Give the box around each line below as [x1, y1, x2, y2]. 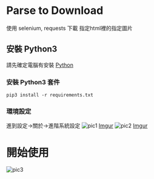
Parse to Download [6, 4, 104, 18]
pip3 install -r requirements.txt [6, 92, 94, 98]
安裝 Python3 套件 [6, 78, 60, 86]
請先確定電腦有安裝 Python [6, 61, 74, 69]
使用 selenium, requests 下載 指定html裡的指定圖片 [6, 24, 133, 32]
